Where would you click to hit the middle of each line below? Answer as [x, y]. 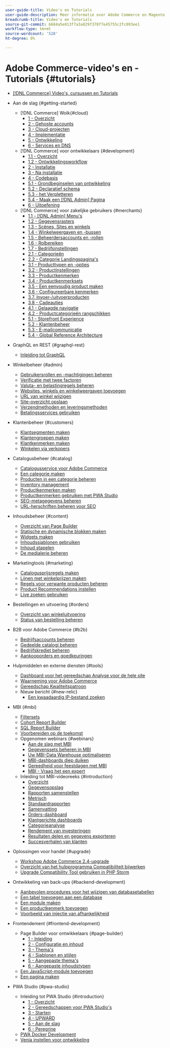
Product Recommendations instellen [58, 589]
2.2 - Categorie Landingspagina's [63, 259]
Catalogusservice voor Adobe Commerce [64, 468]
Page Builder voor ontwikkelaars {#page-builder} [72, 933]
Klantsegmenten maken [45, 432]
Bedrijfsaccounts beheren [47, 639]
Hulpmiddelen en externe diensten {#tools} [58, 666]
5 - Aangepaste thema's [53, 960]
